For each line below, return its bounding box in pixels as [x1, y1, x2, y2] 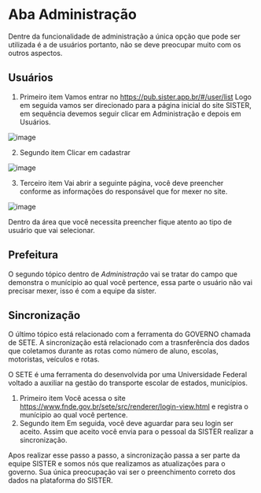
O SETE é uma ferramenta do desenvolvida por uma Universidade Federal [8, 370, 248, 380]
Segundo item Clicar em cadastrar [19, 147, 131, 157]
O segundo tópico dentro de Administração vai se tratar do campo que [8, 269, 238, 279]
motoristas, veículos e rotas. [8, 354, 100, 364]
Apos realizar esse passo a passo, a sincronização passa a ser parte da [8, 450, 241, 460]
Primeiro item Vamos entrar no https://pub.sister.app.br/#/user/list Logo [19, 92, 252, 102]
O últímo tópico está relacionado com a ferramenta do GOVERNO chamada [8, 329, 252, 339]
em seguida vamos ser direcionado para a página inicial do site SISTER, [19, 100, 252, 109]
